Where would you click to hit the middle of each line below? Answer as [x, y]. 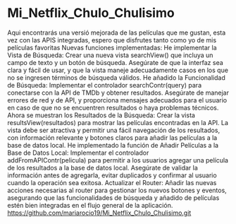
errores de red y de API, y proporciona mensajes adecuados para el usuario [117, 100]
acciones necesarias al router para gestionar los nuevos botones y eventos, [117, 190]
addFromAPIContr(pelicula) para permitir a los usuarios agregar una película [118, 160]
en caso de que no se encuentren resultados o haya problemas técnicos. [113, 107]
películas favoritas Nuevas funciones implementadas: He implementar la [112, 47]
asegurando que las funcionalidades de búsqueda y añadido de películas [113, 198]
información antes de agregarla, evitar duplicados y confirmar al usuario [112, 175]
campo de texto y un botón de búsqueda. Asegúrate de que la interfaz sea [115, 62]
